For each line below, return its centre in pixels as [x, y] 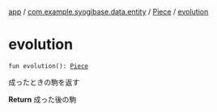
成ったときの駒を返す [44, 82]
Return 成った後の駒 [43, 99]
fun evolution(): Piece [49, 66]
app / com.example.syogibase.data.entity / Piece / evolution [108, 12]
